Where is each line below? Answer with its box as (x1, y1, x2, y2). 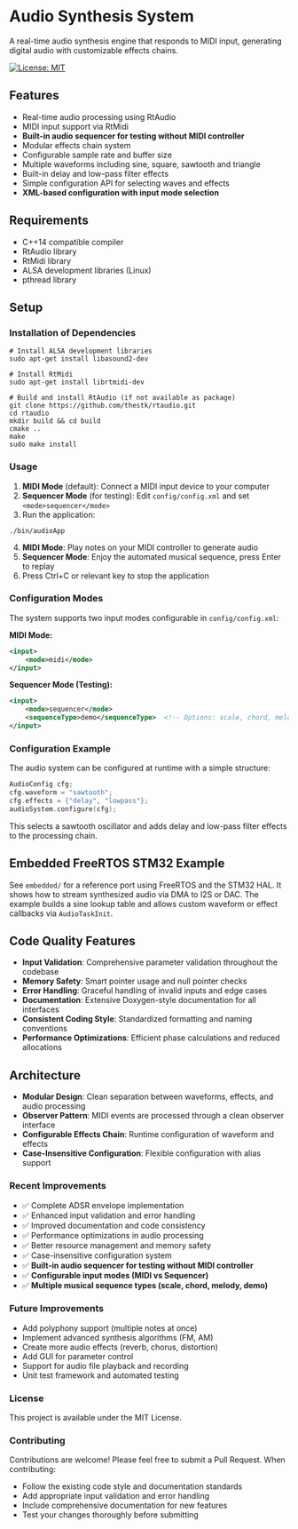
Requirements (9, 213, 89, 228)
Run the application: (21, 509, 96, 520)
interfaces (21, 1004, 59, 1015)
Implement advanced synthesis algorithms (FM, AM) (21, 1332, 214, 1342)
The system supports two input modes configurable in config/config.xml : (9, 612, 279, 623)
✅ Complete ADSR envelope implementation (21, 1199, 184, 1210)
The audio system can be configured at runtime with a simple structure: (9, 762, 271, 774)
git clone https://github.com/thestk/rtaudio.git (9, 402, 197, 410)
